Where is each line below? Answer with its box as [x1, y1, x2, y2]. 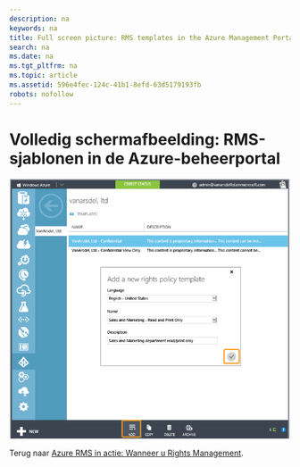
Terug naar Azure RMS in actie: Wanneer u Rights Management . [9, 447, 244, 459]
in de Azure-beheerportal [87, 148, 281, 169]
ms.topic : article [9, 71, 78, 80]
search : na [9, 43, 50, 52]
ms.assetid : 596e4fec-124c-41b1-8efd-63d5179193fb [9, 80, 202, 89]
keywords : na [9, 23, 58, 33]
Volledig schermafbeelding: [9, 129, 221, 149]
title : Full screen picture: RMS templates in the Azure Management [9, 33, 270, 42]
